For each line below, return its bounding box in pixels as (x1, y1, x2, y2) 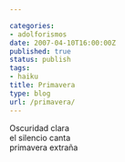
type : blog (9, 88, 51, 98)
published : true (9, 46, 71, 56)
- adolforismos (9, 29, 68, 39)
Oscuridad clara (9, 122, 70, 133)
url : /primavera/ (9, 97, 76, 106)
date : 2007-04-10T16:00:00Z (9, 38, 117, 47)
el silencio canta (9, 132, 71, 143)
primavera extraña (9, 142, 78, 153)
